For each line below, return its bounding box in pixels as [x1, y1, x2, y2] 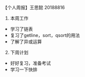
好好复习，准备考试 [10, 60, 51, 66]
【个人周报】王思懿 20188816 [3, 5, 65, 10]
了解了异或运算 [10, 38, 42, 45]
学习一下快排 [10, 66, 37, 72]
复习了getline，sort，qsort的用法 [10, 32, 80, 38]
